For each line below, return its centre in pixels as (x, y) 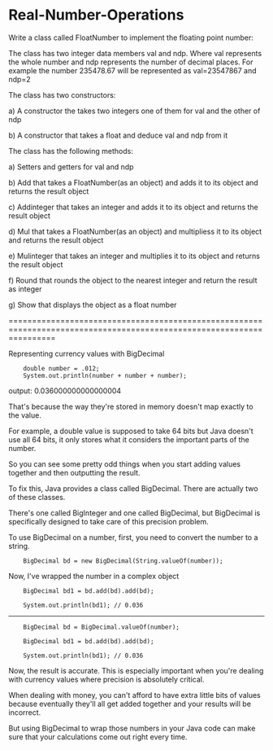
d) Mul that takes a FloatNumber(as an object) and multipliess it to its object (135, 231)
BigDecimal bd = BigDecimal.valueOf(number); (102, 627)
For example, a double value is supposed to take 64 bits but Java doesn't (131, 431)
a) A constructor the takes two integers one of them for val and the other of (134, 111)
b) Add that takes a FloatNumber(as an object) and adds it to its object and (133, 182)
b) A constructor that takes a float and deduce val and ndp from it (118, 135)
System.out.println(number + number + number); (105, 375)
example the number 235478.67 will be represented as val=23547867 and (133, 70)
